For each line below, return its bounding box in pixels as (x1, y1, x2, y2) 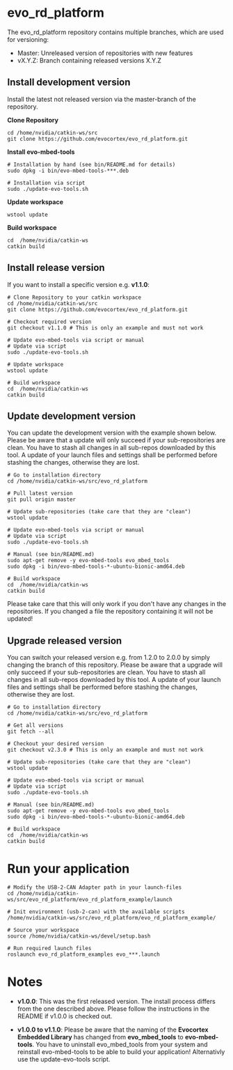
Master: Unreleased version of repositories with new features (17, 49, 193, 57)
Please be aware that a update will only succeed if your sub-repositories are (7, 436, 226, 444)
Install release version (7, 262, 106, 274)
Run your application (7, 861, 130, 877)
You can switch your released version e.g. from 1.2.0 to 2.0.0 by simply (7, 653, 211, 662)
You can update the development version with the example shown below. (7, 428, 217, 437)
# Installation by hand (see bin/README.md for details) (7, 161, 176, 168)
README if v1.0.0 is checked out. (17, 1012, 113, 1021)
